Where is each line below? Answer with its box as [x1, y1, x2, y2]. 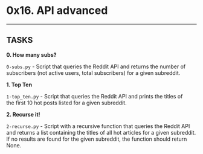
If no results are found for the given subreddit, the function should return [6, 135, 187, 143]
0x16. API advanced [6, 4, 108, 18]
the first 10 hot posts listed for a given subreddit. [6, 99, 127, 106]
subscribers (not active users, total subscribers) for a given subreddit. [6, 69, 181, 76]
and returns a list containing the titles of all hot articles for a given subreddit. [6, 129, 196, 136]
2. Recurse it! [6, 111, 40, 118]
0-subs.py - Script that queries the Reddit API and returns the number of [6, 63, 186, 70]
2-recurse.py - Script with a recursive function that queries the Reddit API [6, 122, 190, 130]
